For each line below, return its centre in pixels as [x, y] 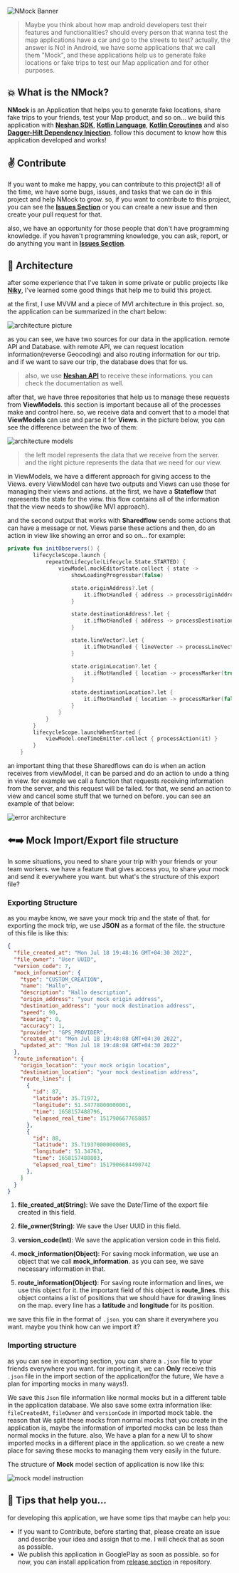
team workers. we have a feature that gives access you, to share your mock [118, 868]
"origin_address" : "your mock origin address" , [92, 1000]
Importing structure [42, 1345]
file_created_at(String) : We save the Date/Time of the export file [113, 1205]
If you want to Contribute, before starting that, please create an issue [119, 1531]
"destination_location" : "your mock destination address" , [110, 1072]
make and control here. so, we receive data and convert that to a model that [118, 412]
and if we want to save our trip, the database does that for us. [98, 362]
